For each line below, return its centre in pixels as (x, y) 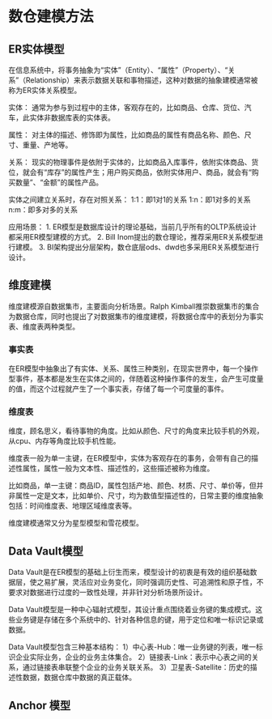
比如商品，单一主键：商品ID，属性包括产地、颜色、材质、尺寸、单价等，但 (132, 486)
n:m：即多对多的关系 (43, 210)
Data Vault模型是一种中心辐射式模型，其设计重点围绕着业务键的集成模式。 (132, 610)
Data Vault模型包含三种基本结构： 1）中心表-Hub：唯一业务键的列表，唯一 (132, 647)
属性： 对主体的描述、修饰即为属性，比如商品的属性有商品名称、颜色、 (126, 135)
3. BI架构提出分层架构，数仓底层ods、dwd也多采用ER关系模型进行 (149, 247)
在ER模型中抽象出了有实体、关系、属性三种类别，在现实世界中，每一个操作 (134, 368)
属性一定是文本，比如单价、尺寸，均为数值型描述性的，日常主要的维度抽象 (139, 496)
